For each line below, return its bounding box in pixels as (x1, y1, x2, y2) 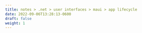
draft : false (5, 16, 32, 21)
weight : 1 (5, 20, 26, 26)
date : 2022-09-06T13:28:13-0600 (5, 12, 71, 16)
